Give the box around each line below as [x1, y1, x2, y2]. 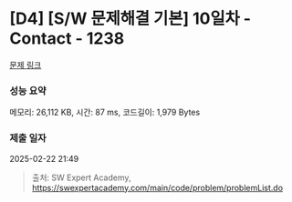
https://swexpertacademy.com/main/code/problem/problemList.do [31, 182, 284, 193]
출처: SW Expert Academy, [31, 172, 131, 183]
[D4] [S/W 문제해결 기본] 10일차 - [9, 8, 252, 29]
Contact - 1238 [9, 28, 125, 49]
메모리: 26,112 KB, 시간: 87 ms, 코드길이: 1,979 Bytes [9, 106, 201, 118]
